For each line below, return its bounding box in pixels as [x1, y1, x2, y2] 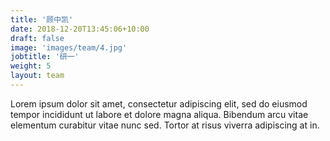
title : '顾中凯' [10, 14, 74, 25]
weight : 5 [10, 61, 52, 71]
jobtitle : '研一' [10, 52, 80, 62]
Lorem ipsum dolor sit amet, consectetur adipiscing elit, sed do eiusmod [10, 97, 308, 110]
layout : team [10, 71, 65, 81]
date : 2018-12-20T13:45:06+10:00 [10, 24, 150, 34]
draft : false [10, 33, 65, 43]
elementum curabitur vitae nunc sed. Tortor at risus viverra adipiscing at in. [10, 119, 320, 131]
